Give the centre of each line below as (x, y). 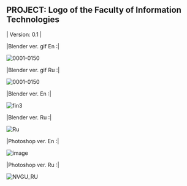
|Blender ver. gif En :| (33, 46)
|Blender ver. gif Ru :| (33, 70)
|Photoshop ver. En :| (33, 141)
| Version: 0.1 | (24, 34)
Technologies (33, 20)
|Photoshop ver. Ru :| (33, 165)
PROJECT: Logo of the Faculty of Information (94, 10)
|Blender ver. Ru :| (29, 117)
